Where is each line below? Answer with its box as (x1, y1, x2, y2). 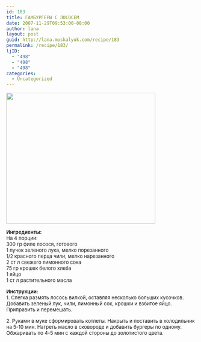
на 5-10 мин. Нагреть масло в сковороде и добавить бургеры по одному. (6, 323, 182, 331)
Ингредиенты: (6, 229, 42, 235)
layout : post (6, 31, 39, 37)
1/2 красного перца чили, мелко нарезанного (6, 253, 115, 260)
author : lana (6, 25, 39, 32)
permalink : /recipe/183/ (6, 43, 69, 49)
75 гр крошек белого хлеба (6, 265, 72, 272)
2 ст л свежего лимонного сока (6, 259, 82, 266)
